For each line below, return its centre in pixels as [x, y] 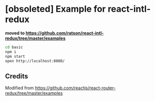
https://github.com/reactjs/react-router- [76, 88]
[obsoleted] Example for [56, 9]
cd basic [14, 47]
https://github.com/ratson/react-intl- [65, 33]
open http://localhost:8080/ [35, 61]
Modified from [20, 88]
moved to [15, 33]
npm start [15, 56]
